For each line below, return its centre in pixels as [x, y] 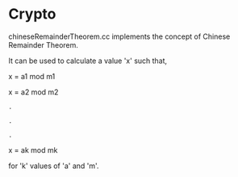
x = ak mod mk [33, 150]
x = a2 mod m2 [33, 92]
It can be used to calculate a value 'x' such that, [88, 61]
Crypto [32, 14]
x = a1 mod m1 [32, 76]
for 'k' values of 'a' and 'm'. [54, 166]
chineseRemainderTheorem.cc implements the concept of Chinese [119, 36]
